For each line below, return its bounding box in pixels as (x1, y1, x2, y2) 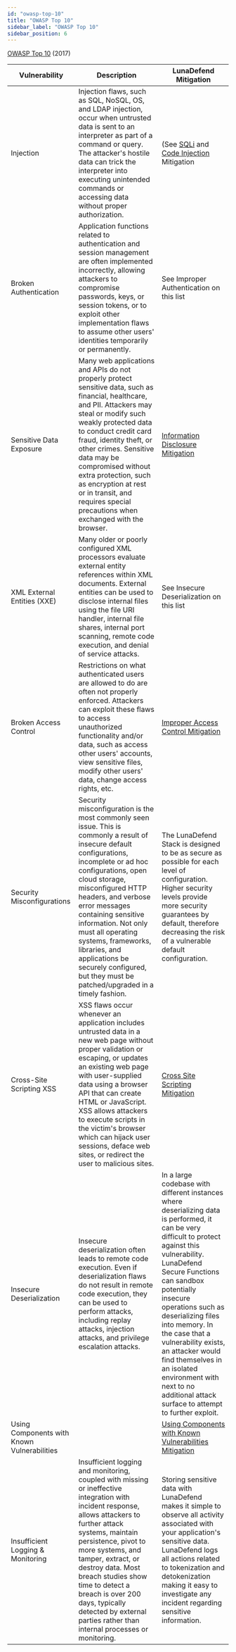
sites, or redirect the (78, 1150, 145, 1160)
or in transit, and (78, 488, 132, 498)
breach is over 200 (78, 1589, 142, 1599)
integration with (78, 1492, 130, 1502)
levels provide (161, 892, 208, 902)
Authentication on (161, 283, 221, 293)
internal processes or (78, 1625, 149, 1634)
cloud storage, (78, 875, 126, 884)
